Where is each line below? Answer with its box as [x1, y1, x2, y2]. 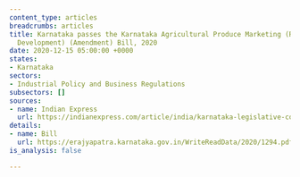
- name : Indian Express [9, 105, 98, 114]
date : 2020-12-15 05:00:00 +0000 [9, 46, 134, 55]
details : [9, 122, 42, 131]
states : [9, 55, 38, 63]
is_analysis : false [9, 146, 82, 155]
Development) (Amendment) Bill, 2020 [17, 38, 158, 47]
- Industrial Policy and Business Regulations [9, 80, 186, 88]
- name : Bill [9, 130, 58, 139]
